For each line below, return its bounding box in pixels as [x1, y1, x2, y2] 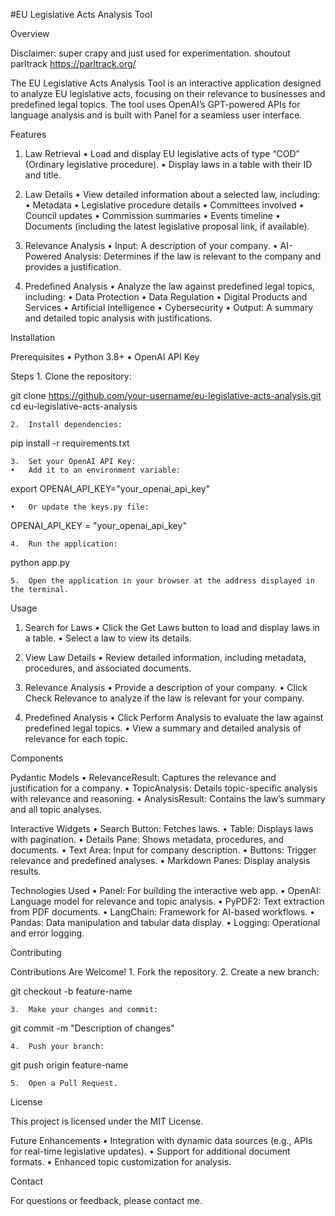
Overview [10, 28, 50, 39]
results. [10, 865, 42, 877]
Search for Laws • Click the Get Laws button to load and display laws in [24, 622, 320, 633]
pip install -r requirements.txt [10, 437, 130, 449]
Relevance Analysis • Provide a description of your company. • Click [24, 682, 308, 693]
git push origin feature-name [10, 1059, 129, 1071]
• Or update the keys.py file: [10, 502, 150, 512]
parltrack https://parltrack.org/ [10, 58, 137, 69]
